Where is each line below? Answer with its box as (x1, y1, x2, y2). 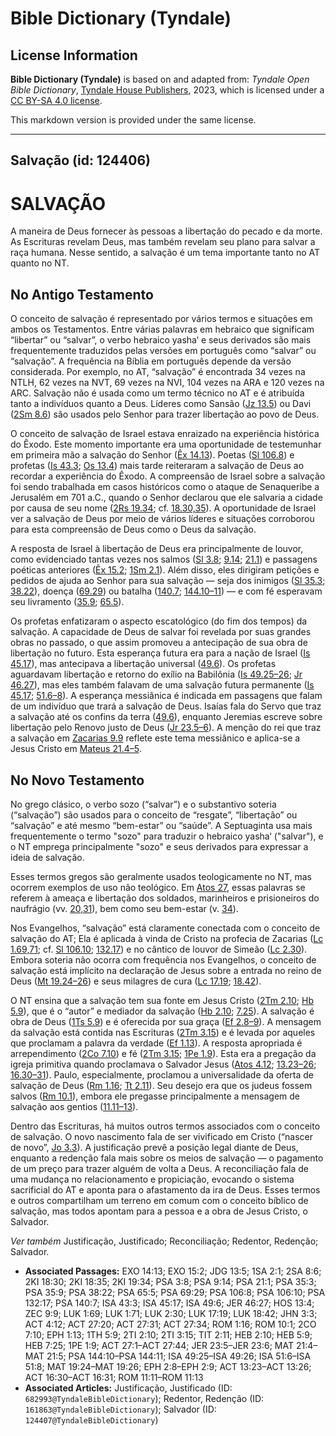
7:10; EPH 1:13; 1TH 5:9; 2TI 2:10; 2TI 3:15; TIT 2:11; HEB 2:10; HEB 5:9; (24, 1328, 313, 1341)
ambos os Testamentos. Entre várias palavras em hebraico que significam (10, 323, 315, 336)
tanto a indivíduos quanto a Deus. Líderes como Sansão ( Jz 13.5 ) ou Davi (10, 398, 312, 410)
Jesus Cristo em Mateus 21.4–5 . (10, 743, 142, 755)
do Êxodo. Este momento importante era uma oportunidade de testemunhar (10, 438, 322, 451)
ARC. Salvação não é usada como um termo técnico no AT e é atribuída (10, 387, 305, 399)
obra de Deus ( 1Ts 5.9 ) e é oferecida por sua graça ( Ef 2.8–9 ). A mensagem (10, 1015, 322, 1027)
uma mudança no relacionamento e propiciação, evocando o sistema (10, 1173, 295, 1185)
